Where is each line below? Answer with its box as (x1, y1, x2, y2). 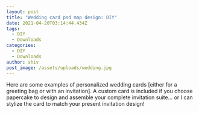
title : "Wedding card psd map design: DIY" (6, 14, 118, 20)
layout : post (6, 8, 39, 15)
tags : (6, 25, 20, 32)
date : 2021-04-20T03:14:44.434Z (6, 20, 87, 26)
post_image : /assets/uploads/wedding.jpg (6, 64, 112, 71)
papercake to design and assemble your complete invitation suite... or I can (6, 94, 193, 101)
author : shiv (6, 59, 39, 65)
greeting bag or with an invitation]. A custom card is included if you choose (6, 88, 193, 95)
